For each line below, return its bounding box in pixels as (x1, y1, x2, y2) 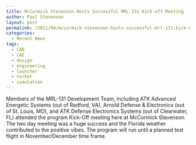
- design (11, 57, 33, 63)
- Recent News (11, 36, 45, 42)
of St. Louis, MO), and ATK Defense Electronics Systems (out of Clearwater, (6, 108, 188, 115)
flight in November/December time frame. (6, 133, 106, 139)
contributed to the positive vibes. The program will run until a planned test (6, 126, 184, 133)
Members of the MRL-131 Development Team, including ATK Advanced (6, 95, 176, 102)
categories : (6, 30, 35, 36)
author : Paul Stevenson (6, 14, 64, 20)
